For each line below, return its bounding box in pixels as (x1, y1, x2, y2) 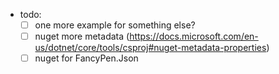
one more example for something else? (34, 19, 196, 31)
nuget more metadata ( (34, 30, 130, 43)
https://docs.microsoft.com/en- (129, 30, 259, 43)
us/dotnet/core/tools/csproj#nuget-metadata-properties (34, 42, 267, 54)
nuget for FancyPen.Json (34, 52, 139, 64)
